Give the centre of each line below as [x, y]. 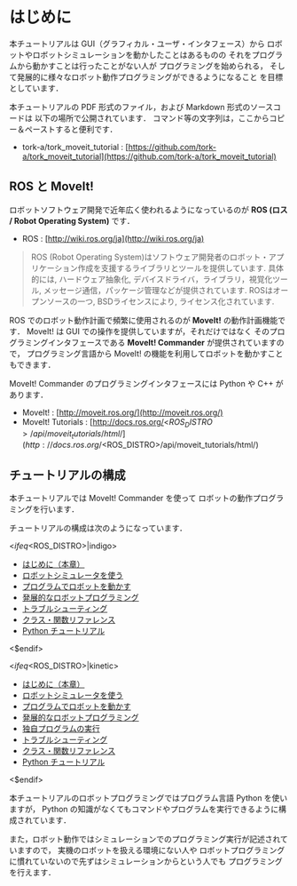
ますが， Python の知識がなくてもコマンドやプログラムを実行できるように [144, 810]
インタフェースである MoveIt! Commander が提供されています [162, 342]
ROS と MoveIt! [52, 187]
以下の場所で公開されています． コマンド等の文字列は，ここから [152, 118]
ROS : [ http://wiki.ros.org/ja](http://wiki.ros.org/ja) [113, 238]
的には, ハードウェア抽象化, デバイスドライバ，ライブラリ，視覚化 [152, 279]
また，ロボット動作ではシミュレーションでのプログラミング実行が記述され [145, 839]
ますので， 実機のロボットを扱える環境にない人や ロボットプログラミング [151, 850]
